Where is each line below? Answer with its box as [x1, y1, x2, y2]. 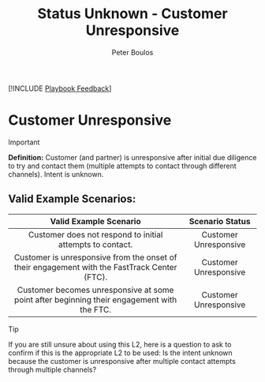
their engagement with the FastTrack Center [13, 261, 177, 272]
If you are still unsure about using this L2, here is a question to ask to [8, 339, 232, 349]
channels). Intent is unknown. [8, 169, 104, 178]
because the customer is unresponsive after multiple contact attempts [8, 356, 237, 365]
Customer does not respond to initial [28, 229, 163, 240]
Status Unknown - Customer [37, 5, 228, 23]
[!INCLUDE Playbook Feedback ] [8, 84, 112, 93]
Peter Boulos [111, 47, 154, 57]
